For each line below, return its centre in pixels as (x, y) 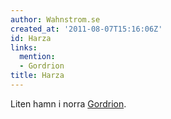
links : (24, 47)
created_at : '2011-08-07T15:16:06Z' (86, 29)
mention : (37, 57)
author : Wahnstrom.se (55, 19)
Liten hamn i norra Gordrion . (68, 103)
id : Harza (31, 38)
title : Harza (37, 76)
